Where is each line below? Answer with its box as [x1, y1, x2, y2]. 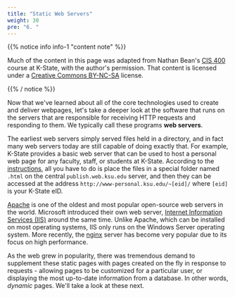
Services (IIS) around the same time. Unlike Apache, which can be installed [7, 215, 225, 224]
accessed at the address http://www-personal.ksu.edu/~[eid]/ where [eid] [7, 179, 229, 188]
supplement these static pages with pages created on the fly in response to [7, 259, 227, 267]
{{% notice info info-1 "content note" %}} [7, 43, 127, 51]
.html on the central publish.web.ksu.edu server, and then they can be [7, 172, 212, 180]
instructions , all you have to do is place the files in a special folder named [7, 165, 220, 173]
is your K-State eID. [7, 187, 63, 196]
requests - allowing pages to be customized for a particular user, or [7, 267, 203, 275]
